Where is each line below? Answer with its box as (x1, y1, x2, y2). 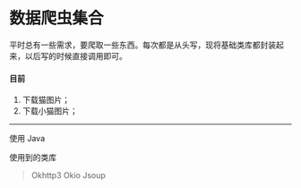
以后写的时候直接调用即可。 (24, 50, 127, 61)
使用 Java (9, 133, 46, 144)
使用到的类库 (9, 152, 56, 163)
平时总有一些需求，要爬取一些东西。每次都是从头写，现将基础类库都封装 (9, 39, 276, 50)
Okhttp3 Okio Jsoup (30, 170, 106, 181)
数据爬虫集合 (9, 8, 105, 29)
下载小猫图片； (21, 106, 78, 116)
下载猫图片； (21, 95, 70, 106)
